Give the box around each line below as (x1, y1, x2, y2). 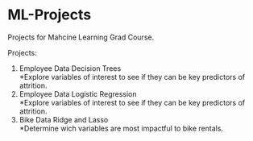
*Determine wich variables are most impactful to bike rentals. (19, 123, 223, 133)
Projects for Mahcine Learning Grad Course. (7, 32, 155, 42)
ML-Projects (7, 6, 92, 24)
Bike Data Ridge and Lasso (19, 114, 109, 124)
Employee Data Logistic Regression (19, 89, 137, 98)
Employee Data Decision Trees (19, 63, 122, 73)
